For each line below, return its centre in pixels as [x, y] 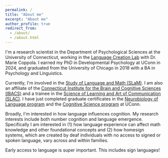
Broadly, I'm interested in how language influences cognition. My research [82, 113]
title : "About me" [24, 14]
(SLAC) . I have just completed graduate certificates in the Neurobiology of [82, 98]
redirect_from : [21, 28]
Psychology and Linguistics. [34, 73]
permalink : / [19, 10]
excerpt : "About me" [27, 19]
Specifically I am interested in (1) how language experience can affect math [83, 124]
